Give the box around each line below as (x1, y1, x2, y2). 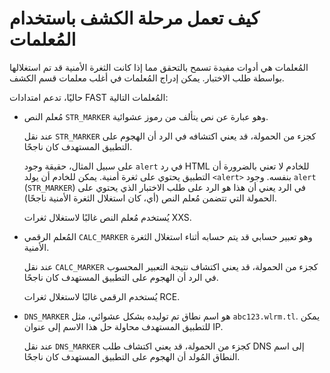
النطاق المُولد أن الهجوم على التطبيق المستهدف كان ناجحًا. (23, 350, 241, 362)
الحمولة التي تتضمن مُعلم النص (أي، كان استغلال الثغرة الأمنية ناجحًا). (23, 192, 277, 204)
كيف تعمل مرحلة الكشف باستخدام (9, 7, 260, 30)
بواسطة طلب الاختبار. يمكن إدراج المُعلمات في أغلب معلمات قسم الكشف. (9, 72, 285, 84)
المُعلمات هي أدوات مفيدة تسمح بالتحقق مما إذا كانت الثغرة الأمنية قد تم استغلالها (9, 61, 309, 73)
